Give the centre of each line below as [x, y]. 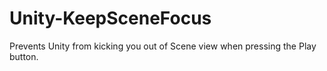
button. [24, 56]
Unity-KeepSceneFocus [110, 18]
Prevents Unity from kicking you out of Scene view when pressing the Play [163, 46]
